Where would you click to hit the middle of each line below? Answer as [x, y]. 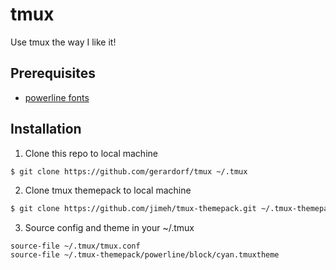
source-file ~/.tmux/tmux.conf [75, 246]
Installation [46, 129]
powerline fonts [57, 97]
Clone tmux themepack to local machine [108, 190]
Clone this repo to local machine [91, 153]
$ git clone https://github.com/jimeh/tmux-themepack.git [133, 209]
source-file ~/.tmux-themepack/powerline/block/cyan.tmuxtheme [145, 255]
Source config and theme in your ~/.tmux [109, 228]
